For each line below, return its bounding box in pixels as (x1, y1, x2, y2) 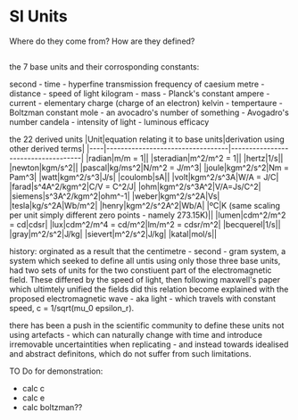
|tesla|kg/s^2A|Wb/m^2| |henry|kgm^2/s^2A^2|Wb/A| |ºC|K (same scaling (9, 201, 281, 211)
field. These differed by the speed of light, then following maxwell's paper (9, 275, 281, 285)
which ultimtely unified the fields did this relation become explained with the (9, 284, 289, 295)
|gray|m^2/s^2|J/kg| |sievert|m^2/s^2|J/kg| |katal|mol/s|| (9, 229, 217, 240)
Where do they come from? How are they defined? (9, 36, 195, 46)
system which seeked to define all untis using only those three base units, (9, 256, 281, 267)
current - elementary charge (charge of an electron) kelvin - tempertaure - (9, 98, 283, 109)
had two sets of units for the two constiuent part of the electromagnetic (9, 265, 272, 276)
